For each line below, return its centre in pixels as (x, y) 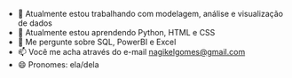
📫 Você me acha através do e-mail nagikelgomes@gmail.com (131, 52)
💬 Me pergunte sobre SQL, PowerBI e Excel (97, 42)
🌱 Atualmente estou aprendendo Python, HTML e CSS (116, 32)
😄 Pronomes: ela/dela (58, 65)
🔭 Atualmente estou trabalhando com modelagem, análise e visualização (150, 14)
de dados (35, 23)
